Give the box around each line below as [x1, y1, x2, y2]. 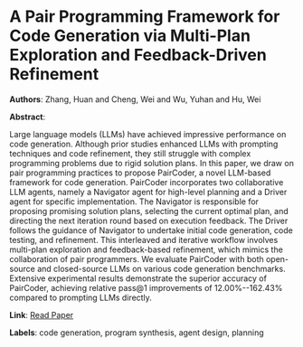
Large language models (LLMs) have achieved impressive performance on [9, 128, 287, 139]
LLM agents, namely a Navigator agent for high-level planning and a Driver [9, 186, 288, 197]
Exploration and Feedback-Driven [9, 45, 267, 65]
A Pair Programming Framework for [9, 6, 280, 27]
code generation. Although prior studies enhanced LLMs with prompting [9, 138, 279, 149]
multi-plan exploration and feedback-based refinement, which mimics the [9, 244, 283, 255]
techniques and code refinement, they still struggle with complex [9, 147, 251, 159]
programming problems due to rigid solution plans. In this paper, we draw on [9, 157, 294, 168]
